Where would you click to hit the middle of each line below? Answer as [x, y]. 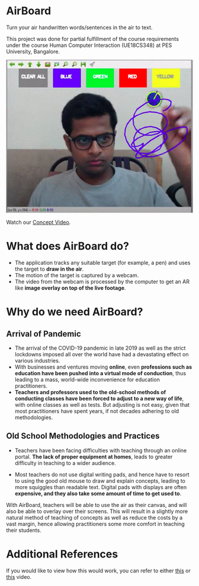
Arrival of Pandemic [44, 334]
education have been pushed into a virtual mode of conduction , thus [100, 373]
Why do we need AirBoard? [75, 312]
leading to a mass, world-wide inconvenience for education [87, 379]
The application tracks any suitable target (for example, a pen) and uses [102, 263]
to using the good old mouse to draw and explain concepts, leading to [100, 481]
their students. [24, 530]
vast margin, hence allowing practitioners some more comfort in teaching [95, 524]
